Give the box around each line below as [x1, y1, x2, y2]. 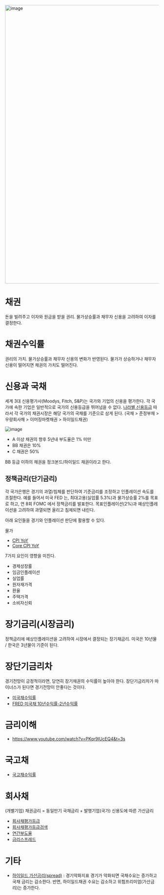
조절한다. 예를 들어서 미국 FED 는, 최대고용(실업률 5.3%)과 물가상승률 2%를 [5, 494, 149, 500]
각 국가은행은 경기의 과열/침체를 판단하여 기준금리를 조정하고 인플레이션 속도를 [5, 489, 154, 494]
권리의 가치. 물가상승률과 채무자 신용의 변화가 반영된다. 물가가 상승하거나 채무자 [5, 356, 156, 361]
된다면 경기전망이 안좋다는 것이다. [21, 684, 86, 690]
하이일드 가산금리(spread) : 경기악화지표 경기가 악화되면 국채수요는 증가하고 [12, 873, 157, 878]
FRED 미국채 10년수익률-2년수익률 [12, 700, 78, 706]
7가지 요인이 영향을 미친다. [5, 553, 56, 559]
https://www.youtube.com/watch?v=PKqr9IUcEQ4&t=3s [12, 736, 125, 742]
